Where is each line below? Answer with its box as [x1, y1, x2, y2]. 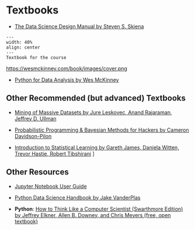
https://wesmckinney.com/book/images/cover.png [6, 65, 127, 72]
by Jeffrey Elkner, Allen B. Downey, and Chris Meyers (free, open [14, 211, 171, 218]
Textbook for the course [6, 54, 67, 60]
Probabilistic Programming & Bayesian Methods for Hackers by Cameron [14, 126, 190, 133]
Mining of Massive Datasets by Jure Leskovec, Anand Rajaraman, [14, 109, 172, 116]
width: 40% [6, 39, 33, 45]
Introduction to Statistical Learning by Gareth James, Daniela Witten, [14, 144, 179, 151]
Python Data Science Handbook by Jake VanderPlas [14, 194, 141, 201]
